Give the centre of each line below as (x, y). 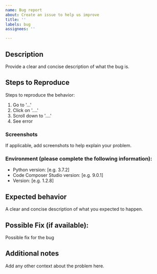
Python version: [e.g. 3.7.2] (41, 170)
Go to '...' (22, 105)
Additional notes (32, 254)
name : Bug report (24, 10)
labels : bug (18, 24)
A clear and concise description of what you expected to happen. (74, 209)
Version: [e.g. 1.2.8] (33, 181)
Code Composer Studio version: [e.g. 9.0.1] (58, 175)
